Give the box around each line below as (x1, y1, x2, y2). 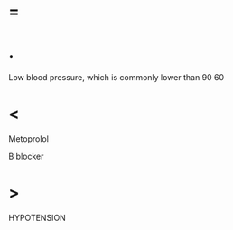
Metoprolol (8, 133, 49, 144)
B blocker (8, 151, 44, 162)
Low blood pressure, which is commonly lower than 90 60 (8, 72, 225, 83)
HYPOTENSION (8, 213, 67, 223)
